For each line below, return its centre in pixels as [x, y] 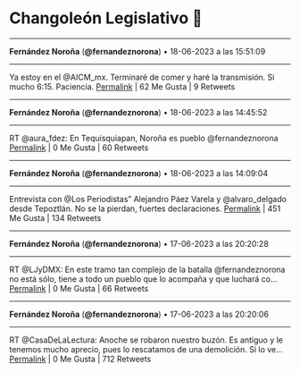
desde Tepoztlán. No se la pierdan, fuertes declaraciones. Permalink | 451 [145, 208]
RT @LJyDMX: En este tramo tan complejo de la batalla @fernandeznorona [147, 269]
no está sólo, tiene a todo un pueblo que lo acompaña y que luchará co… [143, 279]
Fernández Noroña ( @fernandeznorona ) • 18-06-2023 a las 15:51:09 [137, 51]
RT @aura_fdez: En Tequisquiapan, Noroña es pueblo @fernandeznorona [144, 138]
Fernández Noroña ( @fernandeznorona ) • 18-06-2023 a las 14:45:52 [138, 112]
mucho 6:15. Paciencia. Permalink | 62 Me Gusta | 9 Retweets [122, 86]
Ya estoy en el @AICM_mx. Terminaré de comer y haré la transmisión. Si [142, 77]
